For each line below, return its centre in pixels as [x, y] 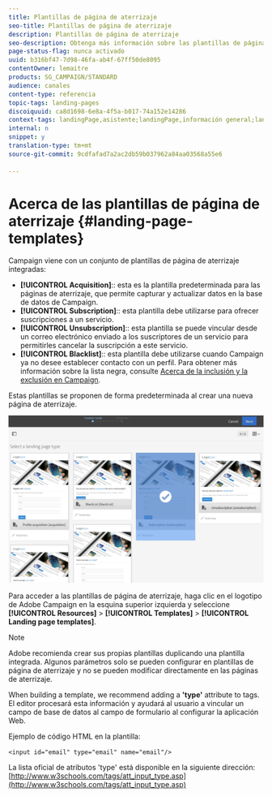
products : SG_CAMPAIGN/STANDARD [63, 77]
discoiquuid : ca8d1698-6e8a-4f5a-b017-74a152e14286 [97, 111]
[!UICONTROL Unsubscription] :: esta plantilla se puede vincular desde [138, 328]
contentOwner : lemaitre [49, 69]
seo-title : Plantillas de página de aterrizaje [90, 26]
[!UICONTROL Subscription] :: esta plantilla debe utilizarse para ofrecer [139, 311]
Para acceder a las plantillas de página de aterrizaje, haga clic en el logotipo [135, 596]
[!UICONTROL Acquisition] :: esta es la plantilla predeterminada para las [140, 285]
